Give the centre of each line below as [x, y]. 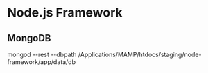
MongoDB [29, 38]
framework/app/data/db [42, 62]
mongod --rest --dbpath [42, 54]
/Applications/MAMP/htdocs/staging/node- [140, 54]
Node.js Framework [65, 13]
